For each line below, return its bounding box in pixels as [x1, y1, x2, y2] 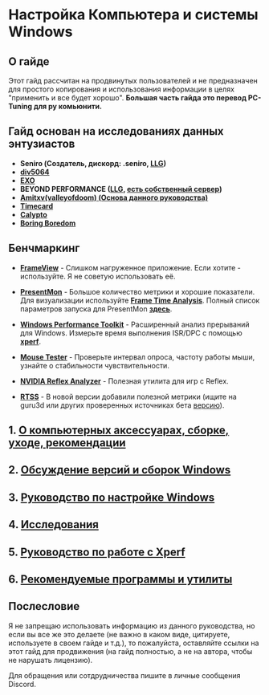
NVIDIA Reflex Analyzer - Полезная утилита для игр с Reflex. [19, 376, 229, 386]
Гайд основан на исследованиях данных [8, 124, 224, 138]
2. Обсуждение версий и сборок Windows [8, 463, 231, 477]
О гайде [8, 55, 50, 68]
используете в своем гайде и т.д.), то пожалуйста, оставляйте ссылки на [8, 638, 259, 648]
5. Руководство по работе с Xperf [8, 545, 186, 559]
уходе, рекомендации [8, 436, 126, 450]
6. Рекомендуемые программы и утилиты [8, 572, 233, 586]
